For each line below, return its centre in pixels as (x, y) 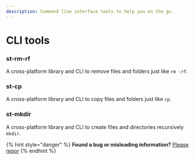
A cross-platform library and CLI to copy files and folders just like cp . (89, 99)
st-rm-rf (18, 58)
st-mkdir (18, 114)
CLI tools (28, 40)
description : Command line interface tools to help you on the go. (90, 11)
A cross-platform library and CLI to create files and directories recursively (95, 127)
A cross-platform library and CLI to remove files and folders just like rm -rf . (97, 71)
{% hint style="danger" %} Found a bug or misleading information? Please (97, 144)
